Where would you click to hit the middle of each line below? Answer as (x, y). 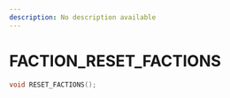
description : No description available (83, 17)
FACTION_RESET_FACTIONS (115, 60)
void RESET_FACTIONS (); (53, 85)
